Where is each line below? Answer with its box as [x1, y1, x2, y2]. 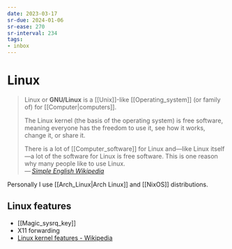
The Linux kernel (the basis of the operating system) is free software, [24, 116, 224, 124]
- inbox [7, 42, 30, 49]
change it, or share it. [24, 131, 86, 139]
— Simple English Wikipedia [24, 166, 105, 175]
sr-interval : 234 [7, 29, 58, 37]
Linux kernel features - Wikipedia [17, 234, 113, 242]
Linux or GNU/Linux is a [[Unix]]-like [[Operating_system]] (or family [24, 95, 221, 104]
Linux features [7, 200, 72, 212]
